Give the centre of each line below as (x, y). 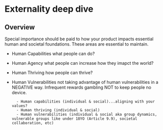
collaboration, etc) (33, 123)
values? (19, 106)
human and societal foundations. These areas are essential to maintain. (77, 44)
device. (19, 92)
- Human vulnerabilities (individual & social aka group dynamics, (87, 114)
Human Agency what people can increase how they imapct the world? (83, 63)
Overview (20, 27)
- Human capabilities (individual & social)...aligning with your (86, 102)
